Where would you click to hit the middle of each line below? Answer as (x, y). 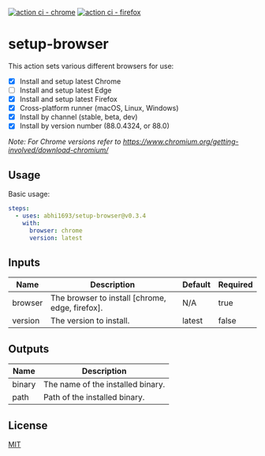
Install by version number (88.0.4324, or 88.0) (94, 126)
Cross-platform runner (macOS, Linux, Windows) (99, 108)
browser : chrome (56, 230)
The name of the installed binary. (104, 385)
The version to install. (90, 321)
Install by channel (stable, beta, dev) (78, 117)
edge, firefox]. (77, 308)
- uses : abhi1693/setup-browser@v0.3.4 (81, 216)
